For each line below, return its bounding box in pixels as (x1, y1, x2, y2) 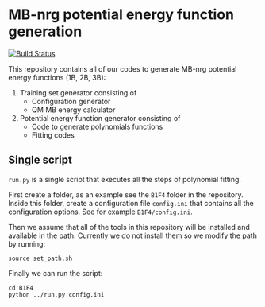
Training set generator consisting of (19, 87, 137, 97)
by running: (8, 239, 46, 248)
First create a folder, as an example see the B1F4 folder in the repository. (8, 189, 244, 200)
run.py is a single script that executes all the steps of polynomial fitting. (8, 174, 242, 184)
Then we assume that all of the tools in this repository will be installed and (8, 222, 250, 231)
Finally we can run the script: (8, 268, 103, 278)
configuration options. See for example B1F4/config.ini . (8, 207, 193, 216)
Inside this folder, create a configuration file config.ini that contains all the (8, 198, 254, 208)
